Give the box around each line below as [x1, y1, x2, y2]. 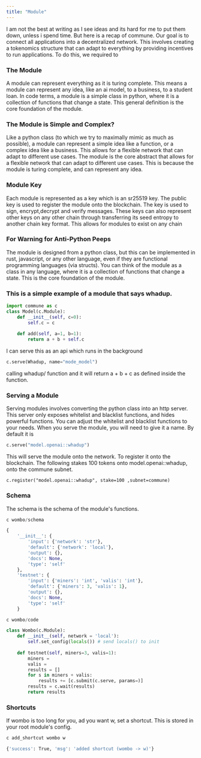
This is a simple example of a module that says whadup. [6, 289, 172, 298]
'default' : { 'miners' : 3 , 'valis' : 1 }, [28, 584, 128, 590]
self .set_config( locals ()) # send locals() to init [28, 639, 160, 645]
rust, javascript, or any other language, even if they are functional [6, 255, 168, 262]
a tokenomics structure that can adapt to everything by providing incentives [6, 45, 194, 52]
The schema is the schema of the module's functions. [6, 505, 139, 512]
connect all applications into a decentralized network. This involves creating [6, 38, 194, 45]
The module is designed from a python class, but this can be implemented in [6, 248, 196, 256]
